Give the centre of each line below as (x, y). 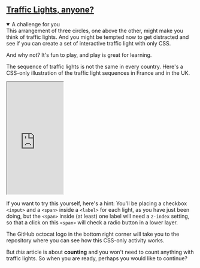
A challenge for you (36, 24)
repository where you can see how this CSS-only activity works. (85, 240)
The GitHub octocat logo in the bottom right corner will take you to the (93, 234)
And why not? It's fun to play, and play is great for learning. (79, 55)
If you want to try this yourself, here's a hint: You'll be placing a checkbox (97, 203)
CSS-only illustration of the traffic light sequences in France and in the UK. (98, 73)
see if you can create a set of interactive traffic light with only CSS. (89, 43)
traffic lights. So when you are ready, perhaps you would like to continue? (97, 258)
